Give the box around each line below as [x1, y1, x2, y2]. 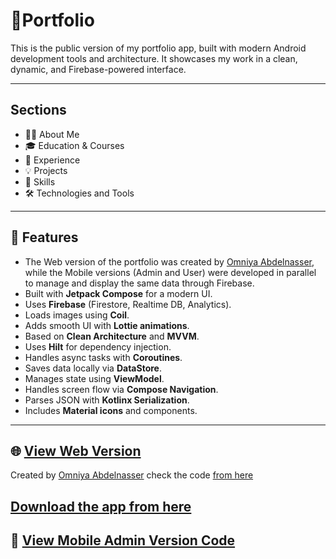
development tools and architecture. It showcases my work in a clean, [10, 52, 298, 64]
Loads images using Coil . [24, 309, 130, 321]
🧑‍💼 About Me [24, 128, 80, 140]
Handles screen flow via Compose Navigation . [24, 383, 219, 395]
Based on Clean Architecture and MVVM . [24, 330, 200, 342]
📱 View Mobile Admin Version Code [10, 532, 236, 549]
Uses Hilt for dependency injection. [24, 340, 172, 353]
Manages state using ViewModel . [24, 372, 165, 384]
